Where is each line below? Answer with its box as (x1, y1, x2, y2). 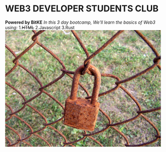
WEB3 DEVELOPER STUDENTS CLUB (5, 3, 159, 14)
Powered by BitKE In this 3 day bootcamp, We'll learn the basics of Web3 (5, 19, 156, 25)
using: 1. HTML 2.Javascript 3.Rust (5, 24, 75, 30)
